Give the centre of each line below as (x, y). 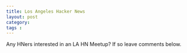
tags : (14, 28)
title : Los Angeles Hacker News (46, 11)
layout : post (22, 17)
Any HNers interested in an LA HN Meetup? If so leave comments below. (94, 44)
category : (18, 22)
